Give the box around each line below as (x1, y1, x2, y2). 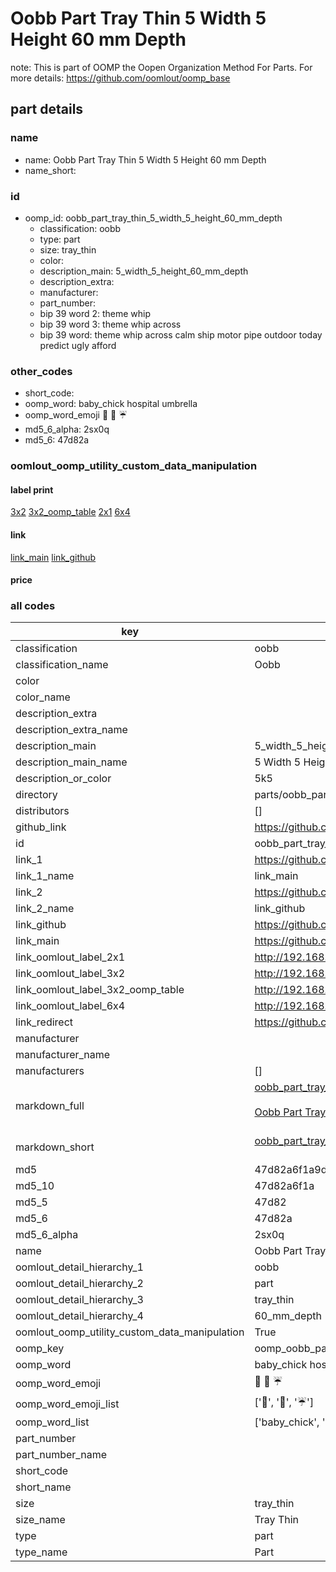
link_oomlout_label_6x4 (15, 999, 126, 1013)
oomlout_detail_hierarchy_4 (15, 1309, 144, 1323)
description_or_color (15, 772, 112, 786)
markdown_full (15, 1099, 85, 1113)
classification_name (15, 658, 109, 672)
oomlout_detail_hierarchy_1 (15, 1260, 144, 1274)
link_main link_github (10, 551, 97, 563)
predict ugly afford (39, 339, 117, 351)
